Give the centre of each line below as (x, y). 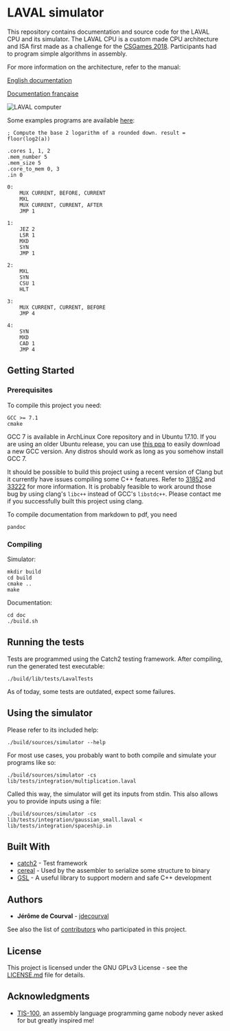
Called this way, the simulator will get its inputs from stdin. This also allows (113, 794)
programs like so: (32, 762)
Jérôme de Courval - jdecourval (63, 916)
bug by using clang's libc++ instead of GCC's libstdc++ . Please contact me (114, 494)
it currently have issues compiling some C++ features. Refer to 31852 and (111, 479)
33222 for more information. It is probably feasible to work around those (110, 486)
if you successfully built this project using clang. (76, 501)
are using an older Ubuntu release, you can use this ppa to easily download (114, 444)
